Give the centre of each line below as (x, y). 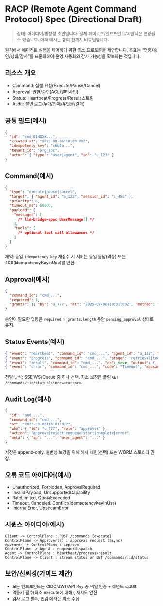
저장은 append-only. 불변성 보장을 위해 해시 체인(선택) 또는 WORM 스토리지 (77, 452)
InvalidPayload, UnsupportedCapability (51, 492)
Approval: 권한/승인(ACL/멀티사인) (45, 92)
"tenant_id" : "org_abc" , (34, 151)
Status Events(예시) (35, 342)
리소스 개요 (21, 73)
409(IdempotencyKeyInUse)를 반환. (41, 263)
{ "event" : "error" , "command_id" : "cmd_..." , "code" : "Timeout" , (73, 367)
